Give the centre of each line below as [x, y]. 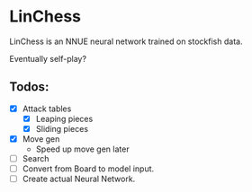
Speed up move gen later [82, 149]
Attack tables [47, 109]
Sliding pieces [62, 128]
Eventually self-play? [48, 58]
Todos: [29, 87]
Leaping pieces [64, 118]
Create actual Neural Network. [79, 179]
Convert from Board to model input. [88, 169]
